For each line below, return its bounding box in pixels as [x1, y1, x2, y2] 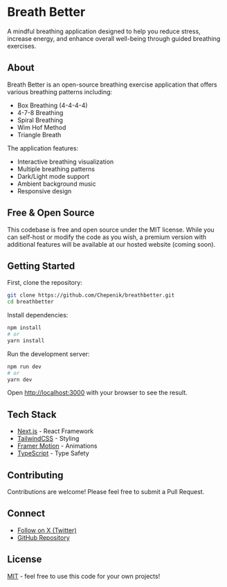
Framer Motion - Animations [17, 441, 98, 450]
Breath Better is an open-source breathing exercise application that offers [7, 80, 217, 89]
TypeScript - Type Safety [17, 449, 90, 457]
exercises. [7, 42, 37, 50]
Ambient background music [17, 179, 96, 188]
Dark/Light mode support [17, 172, 90, 180]
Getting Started [7, 260, 75, 272]
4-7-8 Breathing [17, 108, 64, 116]
